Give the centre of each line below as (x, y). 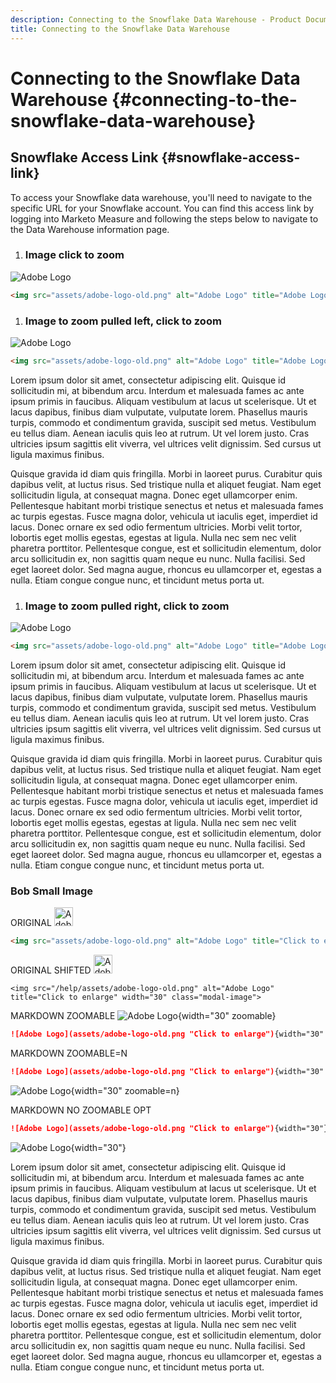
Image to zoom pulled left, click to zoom (123, 321)
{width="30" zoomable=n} (125, 1090)
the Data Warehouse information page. (90, 229)
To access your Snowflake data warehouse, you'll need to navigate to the (161, 197)
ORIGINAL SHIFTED (51, 970)
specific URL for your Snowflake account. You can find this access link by (162, 208)
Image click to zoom (74, 255)
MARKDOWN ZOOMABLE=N (69, 1053)
